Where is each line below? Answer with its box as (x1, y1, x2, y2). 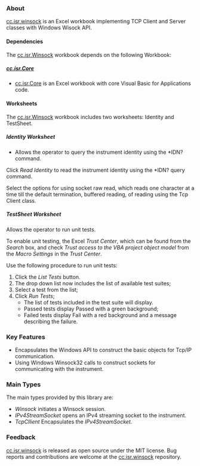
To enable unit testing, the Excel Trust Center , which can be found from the (6, 237, 191, 245)
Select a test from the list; (14, 286, 79, 293)
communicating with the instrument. (14, 365, 104, 372)
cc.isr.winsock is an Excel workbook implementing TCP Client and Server (6, 18, 186, 25)
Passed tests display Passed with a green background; (23, 305, 159, 312)
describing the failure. (23, 318, 78, 325)
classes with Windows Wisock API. (6, 24, 93, 31)
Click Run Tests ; (14, 292, 55, 300)
